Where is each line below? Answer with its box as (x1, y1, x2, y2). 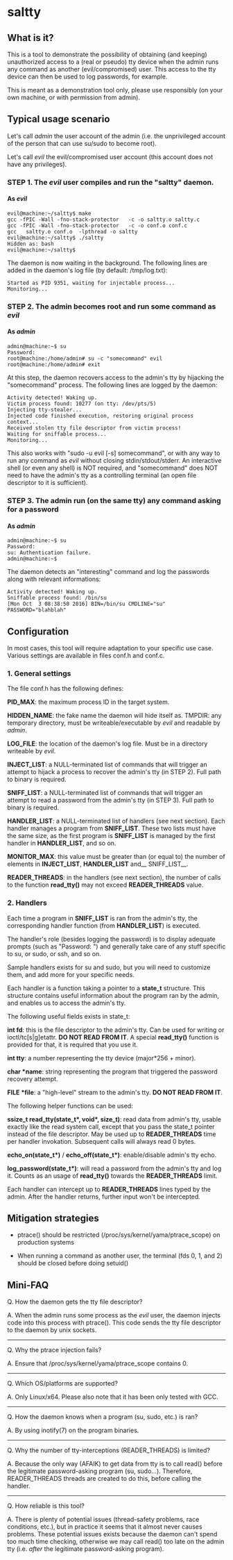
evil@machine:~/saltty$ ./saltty (7, 234, 104, 241)
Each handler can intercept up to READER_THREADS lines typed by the (7, 1185, 212, 1193)
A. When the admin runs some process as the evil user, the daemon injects (7, 1311, 221, 1320)
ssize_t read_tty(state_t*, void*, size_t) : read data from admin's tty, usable (7, 1115, 222, 1123)
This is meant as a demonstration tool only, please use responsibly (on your (7, 86, 223, 94)
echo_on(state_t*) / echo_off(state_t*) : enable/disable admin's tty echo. (7, 1151, 217, 1159)
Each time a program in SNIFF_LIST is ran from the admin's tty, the (7, 914, 198, 922)
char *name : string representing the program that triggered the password (7, 1067, 218, 1076)
